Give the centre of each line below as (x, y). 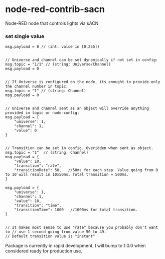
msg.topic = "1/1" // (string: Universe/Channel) (58, 64)
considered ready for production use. (44, 251)
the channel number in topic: (37, 87)
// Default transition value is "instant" (50, 236)
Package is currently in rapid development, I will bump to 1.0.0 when (75, 246)
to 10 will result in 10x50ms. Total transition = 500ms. (67, 175)
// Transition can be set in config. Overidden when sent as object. (79, 148)
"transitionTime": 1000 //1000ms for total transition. (76, 210)
